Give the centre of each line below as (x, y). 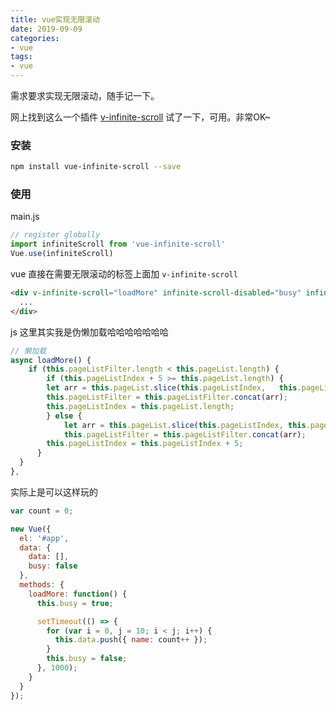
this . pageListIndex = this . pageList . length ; (140, 406)
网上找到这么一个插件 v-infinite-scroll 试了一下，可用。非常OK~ (141, 117)
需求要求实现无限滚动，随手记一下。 (85, 95)
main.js (25, 217)
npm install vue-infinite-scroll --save (96, 167)
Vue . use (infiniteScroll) (62, 254)
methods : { (42, 585)
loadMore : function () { (78, 594)
